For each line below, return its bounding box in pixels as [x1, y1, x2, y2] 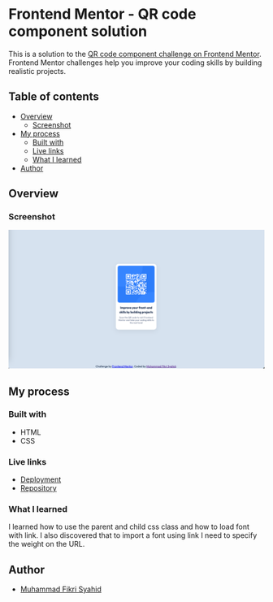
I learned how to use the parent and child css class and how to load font [8, 522, 249, 532]
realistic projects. [8, 66, 67, 76]
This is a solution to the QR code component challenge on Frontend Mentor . [8, 49, 262, 58]
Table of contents [8, 90, 99, 104]
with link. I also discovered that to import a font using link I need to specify [8, 531, 258, 540]
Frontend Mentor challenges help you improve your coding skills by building [8, 58, 262, 67]
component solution [8, 22, 148, 41]
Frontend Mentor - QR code [8, 5, 197, 24]
